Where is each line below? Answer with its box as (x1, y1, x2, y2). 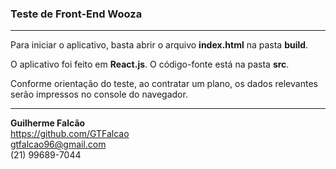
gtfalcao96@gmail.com (10, 138, 107, 151)
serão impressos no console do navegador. (10, 88, 188, 101)
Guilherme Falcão (10, 117, 86, 129)
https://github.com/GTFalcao (10, 128, 130, 140)
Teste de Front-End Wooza (10, 7, 143, 21)
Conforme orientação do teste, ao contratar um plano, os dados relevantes (10, 78, 318, 90)
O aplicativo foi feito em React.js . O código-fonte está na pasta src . (10, 58, 290, 71)
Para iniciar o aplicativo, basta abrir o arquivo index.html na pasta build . (10, 39, 309, 51)
